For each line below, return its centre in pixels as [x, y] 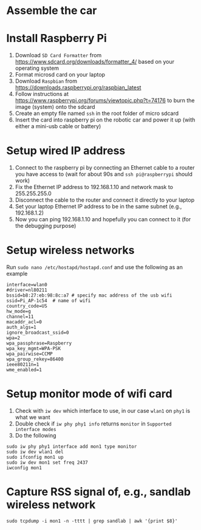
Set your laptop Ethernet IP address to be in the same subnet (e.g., [98, 207]
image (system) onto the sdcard [55, 107]
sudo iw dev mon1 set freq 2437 [47, 463]
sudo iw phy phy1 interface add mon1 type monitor [72, 446]
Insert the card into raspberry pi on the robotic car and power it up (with [105, 120]
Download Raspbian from [46, 81]
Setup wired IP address [66, 151]
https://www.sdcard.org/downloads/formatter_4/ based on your [95, 62]
